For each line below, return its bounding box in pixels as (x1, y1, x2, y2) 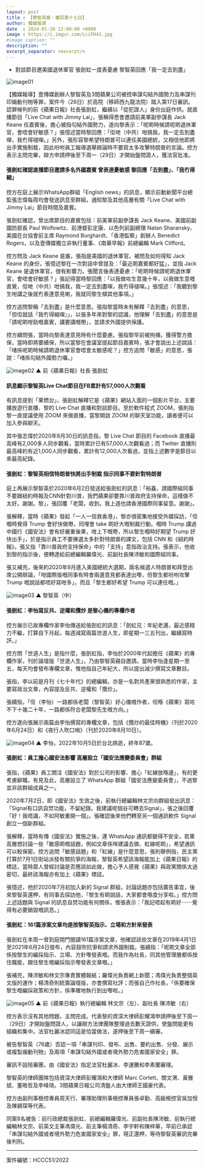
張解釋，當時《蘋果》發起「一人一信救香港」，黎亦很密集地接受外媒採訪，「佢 (6, 513, 198, 520)
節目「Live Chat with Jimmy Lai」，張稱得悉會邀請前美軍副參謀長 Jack (11, 113, 186, 120)
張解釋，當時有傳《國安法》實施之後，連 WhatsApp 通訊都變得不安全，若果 (6, 833, 195, 840)
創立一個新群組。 (6, 819, 49, 826)
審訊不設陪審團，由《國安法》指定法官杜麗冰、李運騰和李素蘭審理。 (6, 1061, 177, 1068)
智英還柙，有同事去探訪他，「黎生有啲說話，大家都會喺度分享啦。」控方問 (16, 891, 198, 898)
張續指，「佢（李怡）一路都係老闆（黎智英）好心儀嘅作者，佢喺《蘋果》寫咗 (6, 698, 195, 705)
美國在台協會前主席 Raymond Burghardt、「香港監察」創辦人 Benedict (6, 231, 180, 239)
